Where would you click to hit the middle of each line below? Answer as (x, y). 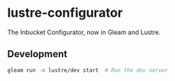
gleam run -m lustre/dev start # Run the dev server (88, 70)
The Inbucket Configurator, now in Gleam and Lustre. (84, 32)
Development (38, 54)
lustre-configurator (65, 13)
